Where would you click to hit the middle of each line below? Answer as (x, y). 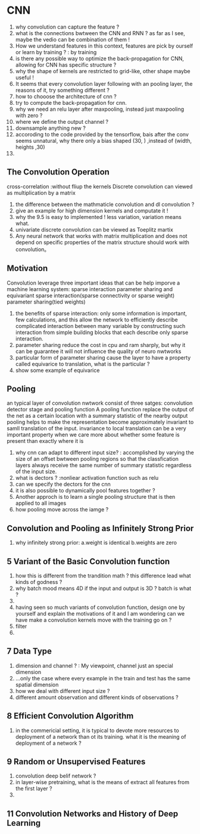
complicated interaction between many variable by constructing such (100, 326)
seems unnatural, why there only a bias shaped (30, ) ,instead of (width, (104, 140)
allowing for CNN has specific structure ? (66, 65)
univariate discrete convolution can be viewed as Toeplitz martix (94, 229)
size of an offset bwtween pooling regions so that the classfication (97, 459)
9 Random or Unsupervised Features (76, 762)
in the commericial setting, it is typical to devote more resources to (97, 730)
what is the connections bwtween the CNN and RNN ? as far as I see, (100, 33)
